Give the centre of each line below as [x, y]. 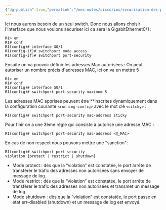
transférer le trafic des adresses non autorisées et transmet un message [86, 186]
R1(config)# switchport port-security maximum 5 [56, 92]
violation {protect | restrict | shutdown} [51, 156]
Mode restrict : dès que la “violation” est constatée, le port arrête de [82, 181]
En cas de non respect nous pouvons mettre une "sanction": [67, 143]
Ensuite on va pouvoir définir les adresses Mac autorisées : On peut [74, 64]
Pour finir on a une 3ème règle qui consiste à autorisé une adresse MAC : [80, 125]
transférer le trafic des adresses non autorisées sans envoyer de [78, 170]
